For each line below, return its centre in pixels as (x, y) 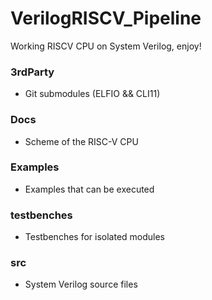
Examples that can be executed (89, 189)
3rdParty (32, 72)
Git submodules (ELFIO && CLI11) (92, 94)
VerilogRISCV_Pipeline (106, 18)
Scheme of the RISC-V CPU (81, 141)
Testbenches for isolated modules (95, 237)
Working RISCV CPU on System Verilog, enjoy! (106, 46)
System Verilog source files (81, 284)
